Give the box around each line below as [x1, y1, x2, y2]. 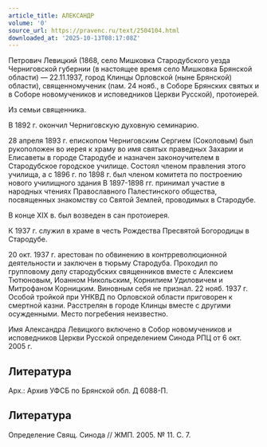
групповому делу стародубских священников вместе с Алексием [8, 267, 234, 276]
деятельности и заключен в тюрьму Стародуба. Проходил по [8, 258, 218, 268]
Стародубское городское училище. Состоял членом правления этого [8, 161, 246, 171]
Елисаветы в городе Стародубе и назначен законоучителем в [8, 153, 220, 163]
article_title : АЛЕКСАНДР [8, 11, 94, 20]
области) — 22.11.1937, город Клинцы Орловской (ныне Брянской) [8, 73, 233, 82]
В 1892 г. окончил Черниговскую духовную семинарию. [8, 120, 199, 130]
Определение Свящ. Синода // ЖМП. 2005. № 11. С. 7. [8, 429, 191, 439]
